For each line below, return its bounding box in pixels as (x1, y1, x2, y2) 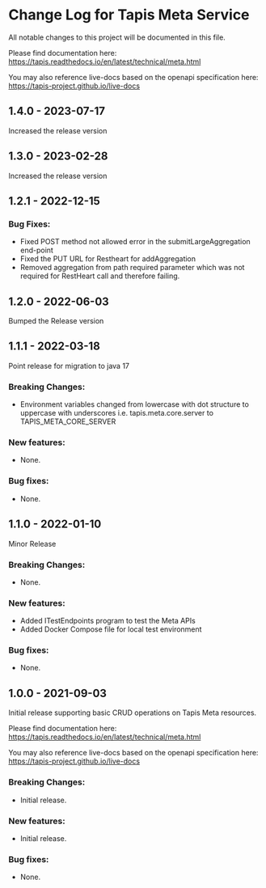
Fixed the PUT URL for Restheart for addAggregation (19, 254, 196, 264)
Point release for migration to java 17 (8, 361, 130, 370)
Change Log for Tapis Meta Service (8, 6, 250, 24)
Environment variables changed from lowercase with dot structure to (19, 400, 249, 409)
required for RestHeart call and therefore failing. (19, 271, 180, 281)
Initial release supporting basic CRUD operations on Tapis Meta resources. (8, 708, 257, 717)
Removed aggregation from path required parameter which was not (19, 263, 245, 273)
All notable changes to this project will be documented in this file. (8, 32, 226, 42)
